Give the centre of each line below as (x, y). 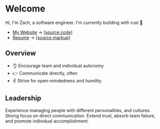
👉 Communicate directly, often (45, 73)
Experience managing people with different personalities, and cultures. (78, 110)
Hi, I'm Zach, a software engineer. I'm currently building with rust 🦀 (74, 22)
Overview (21, 53)
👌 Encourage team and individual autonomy (58, 65)
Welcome (25, 9)
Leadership (23, 98)
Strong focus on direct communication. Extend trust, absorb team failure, (80, 115)
